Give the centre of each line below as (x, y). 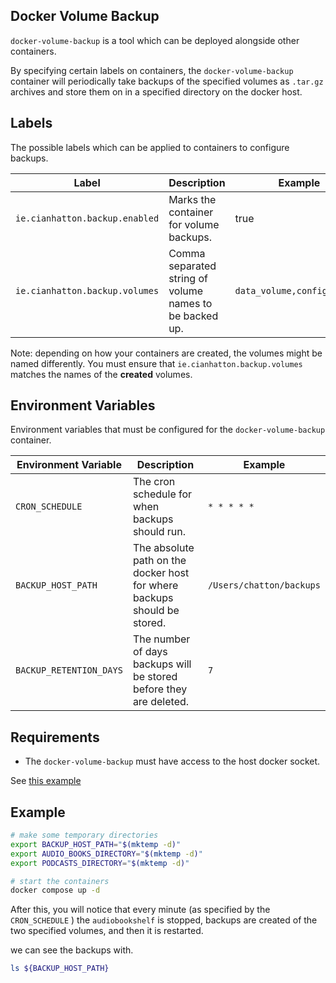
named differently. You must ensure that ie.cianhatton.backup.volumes (156, 363)
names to (190, 303)
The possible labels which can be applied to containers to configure (150, 147)
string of (188, 278)
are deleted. (161, 702)
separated (192, 266)
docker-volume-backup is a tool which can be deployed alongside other (155, 40)
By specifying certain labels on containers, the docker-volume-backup (152, 70)
